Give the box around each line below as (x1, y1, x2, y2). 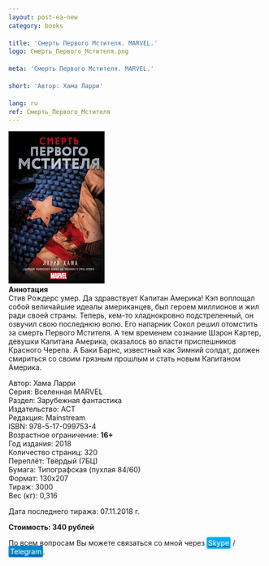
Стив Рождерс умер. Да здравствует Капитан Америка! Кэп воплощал (8, 293, 255, 303)
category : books (8, 21, 63, 30)
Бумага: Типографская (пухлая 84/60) (8, 465, 141, 475)
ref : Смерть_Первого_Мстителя (8, 107, 111, 116)
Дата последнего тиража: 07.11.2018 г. (8, 507, 141, 516)
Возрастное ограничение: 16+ (8, 430, 114, 440)
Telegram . (10, 546, 46, 557)
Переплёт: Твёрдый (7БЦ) (8, 456, 98, 466)
